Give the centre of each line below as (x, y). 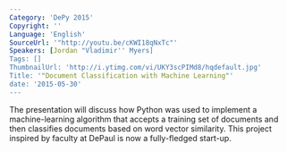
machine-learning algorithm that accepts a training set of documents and (144, 119)
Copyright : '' (36, 26)
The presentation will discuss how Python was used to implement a (133, 109)
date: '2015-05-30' (46, 84)
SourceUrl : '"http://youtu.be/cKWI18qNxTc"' (93, 42)
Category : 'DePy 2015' (51, 17)
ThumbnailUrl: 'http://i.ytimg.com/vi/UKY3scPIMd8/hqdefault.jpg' (135, 68)
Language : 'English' (48, 34)
